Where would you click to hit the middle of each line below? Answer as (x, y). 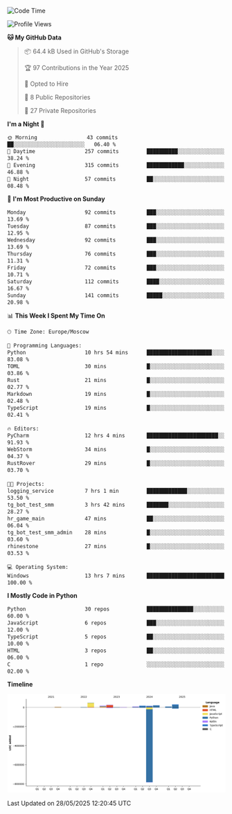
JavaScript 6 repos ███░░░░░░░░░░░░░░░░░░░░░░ (116, 623)
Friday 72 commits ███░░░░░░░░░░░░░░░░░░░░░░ (116, 268)
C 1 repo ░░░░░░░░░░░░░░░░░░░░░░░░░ (116, 664)
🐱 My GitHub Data (35, 37)
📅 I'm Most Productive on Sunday (56, 199)
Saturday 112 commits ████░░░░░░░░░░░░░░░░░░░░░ (116, 282)
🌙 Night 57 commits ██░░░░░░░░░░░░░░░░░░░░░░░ (116, 179)
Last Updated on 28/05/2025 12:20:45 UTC (69, 803)
